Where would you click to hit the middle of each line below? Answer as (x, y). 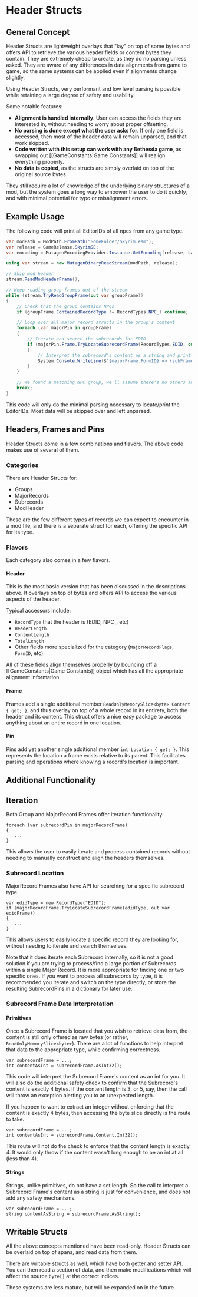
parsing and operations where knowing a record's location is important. (93, 762)
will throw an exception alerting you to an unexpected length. (80, 1096)
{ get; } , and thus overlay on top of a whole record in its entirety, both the (97, 710)
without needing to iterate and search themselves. (67, 946)
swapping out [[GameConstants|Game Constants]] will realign (90, 155)
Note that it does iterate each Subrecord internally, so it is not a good (90, 957)
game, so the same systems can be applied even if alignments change (91, 71)
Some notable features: (34, 106)
